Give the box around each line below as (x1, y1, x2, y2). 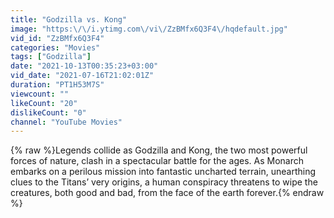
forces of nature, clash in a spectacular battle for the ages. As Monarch (10, 155, 304, 167)
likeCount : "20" (10, 98, 78, 108)
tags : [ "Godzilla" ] (10, 52, 92, 62)
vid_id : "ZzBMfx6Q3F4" (10, 33, 105, 43)
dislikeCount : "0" (10, 107, 87, 118)
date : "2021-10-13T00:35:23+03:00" (10, 61, 159, 71)
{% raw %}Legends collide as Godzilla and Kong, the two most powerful (10, 144, 308, 156)
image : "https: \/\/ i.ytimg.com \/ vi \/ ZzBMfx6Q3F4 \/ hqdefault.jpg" (10, 24, 288, 34)
